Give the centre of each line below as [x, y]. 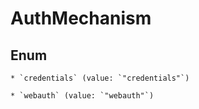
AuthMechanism [81, 18]
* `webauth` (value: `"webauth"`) [82, 96]
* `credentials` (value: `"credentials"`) [100, 78]
